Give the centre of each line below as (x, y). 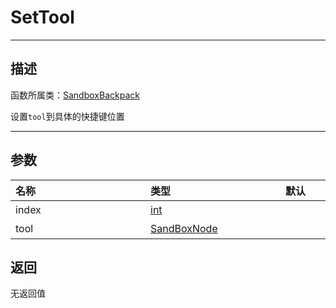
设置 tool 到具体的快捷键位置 (67, 116)
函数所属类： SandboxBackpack (75, 95)
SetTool (42, 17)
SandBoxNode (184, 228)
